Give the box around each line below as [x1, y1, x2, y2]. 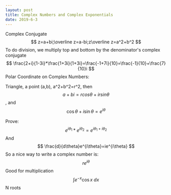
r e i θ [82, 159, 90, 166]
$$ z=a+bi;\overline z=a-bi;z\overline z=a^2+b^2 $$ [30, 39, 142, 45]
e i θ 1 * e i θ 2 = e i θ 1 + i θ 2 [65, 126, 108, 133]
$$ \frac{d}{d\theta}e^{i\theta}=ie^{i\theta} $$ [37, 143, 135, 149]
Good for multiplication [5, 168, 54, 174]
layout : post [5, 7, 33, 13]
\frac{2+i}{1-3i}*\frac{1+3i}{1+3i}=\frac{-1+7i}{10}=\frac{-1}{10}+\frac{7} [13, 60, 166, 66]
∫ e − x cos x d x [73, 176, 99, 183]
